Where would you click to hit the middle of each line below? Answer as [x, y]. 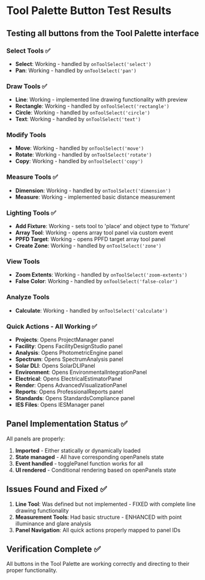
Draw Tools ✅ [27, 86]
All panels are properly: [36, 439]
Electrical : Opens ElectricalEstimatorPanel [69, 378]
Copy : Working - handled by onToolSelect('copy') [79, 161]
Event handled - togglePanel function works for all [79, 463]
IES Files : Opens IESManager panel [60, 404]
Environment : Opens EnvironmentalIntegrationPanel [81, 372]
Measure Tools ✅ [32, 177]
